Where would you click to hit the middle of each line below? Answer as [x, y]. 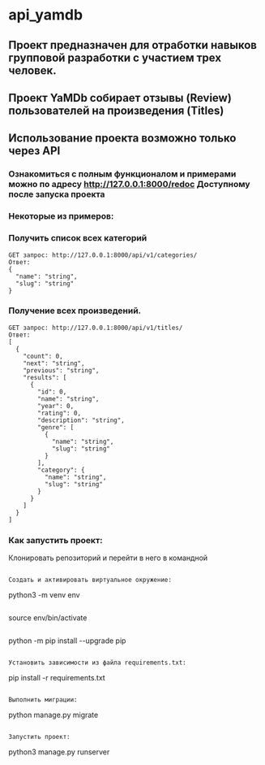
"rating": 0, [60, 413]
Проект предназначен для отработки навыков [133, 45]
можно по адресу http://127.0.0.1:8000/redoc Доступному [129, 185]
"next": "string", [54, 363]
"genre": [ [56, 427]
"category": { [61, 470]
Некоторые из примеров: [61, 216]
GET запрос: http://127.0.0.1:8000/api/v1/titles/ [96, 328]
